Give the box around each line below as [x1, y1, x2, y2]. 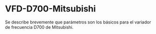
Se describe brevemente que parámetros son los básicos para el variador [5, 19, 151, 25]
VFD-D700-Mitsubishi [5, 3, 96, 14]
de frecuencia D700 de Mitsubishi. [5, 24, 74, 30]
